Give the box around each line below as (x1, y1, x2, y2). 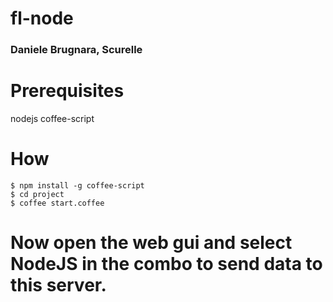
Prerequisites (10, 80, 125, 102)
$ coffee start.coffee (10, 198, 105, 208)
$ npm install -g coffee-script (10, 180, 145, 191)
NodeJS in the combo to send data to (10, 253, 323, 276)
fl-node (10, 7, 74, 30)
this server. (10, 274, 107, 297)
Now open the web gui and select (10, 232, 293, 254)
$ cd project (10, 189, 65, 199)
